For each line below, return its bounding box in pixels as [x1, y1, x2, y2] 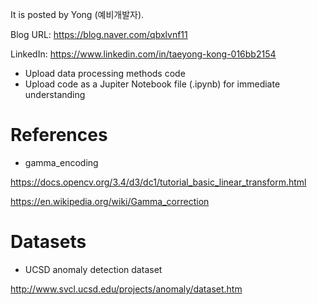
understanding [24, 89, 86, 100]
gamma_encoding [24, 156, 99, 168]
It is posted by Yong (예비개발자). [10, 9, 145, 20]
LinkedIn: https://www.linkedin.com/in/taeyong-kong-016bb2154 [10, 48, 277, 60]
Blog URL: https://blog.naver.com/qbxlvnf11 [10, 29, 188, 40]
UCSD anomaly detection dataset [24, 263, 163, 275]
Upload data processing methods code [24, 68, 186, 79]
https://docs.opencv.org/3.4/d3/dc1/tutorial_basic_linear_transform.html [10, 176, 307, 188]
